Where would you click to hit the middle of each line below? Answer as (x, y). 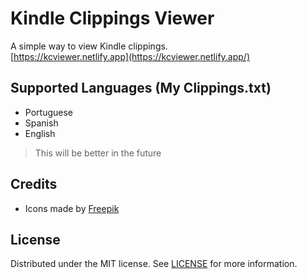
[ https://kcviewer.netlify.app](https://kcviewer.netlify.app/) (130, 56)
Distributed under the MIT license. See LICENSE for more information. (154, 264)
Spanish (41, 123)
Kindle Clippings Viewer (112, 18)
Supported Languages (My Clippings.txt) (141, 88)
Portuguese (48, 112)
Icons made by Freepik (72, 208)
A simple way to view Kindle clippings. (89, 46)
